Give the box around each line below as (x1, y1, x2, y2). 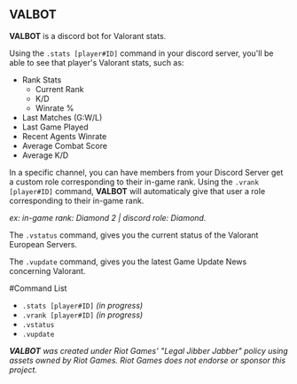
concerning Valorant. (9, 265, 86, 276)
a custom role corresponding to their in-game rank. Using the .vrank (9, 176, 260, 187)
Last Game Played (21, 121, 89, 132)
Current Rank (35, 83, 84, 94)
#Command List (9, 283, 67, 294)
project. (9, 364, 38, 375)
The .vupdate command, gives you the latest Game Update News (9, 256, 247, 267)
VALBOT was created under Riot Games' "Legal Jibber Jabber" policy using (9, 345, 288, 356)
